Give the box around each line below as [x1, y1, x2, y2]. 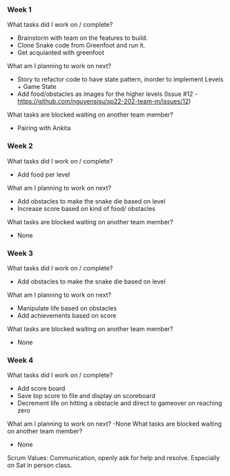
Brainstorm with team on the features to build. [17, 34, 148, 42]
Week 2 [7, 141, 33, 151]
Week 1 [7, 5, 32, 14]
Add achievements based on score [17, 311, 117, 319]
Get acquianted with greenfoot [17, 48, 105, 57]
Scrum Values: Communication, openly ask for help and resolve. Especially [7, 454, 220, 462]
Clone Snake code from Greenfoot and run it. [17, 41, 146, 50]
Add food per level [17, 170, 70, 179]
